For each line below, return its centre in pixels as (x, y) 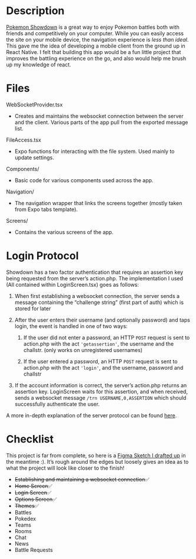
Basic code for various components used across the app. (84, 180)
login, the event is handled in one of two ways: (71, 326)
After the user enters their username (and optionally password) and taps (102, 320)
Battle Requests (34, 550)
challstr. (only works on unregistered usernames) (83, 350)
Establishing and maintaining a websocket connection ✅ (82, 479)
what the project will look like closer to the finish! (65, 468)
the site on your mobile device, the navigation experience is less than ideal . (97, 39)
